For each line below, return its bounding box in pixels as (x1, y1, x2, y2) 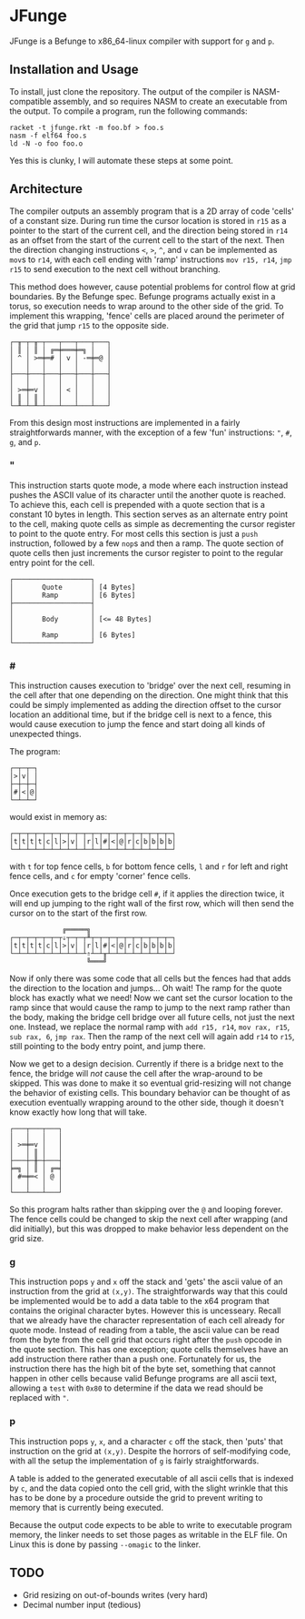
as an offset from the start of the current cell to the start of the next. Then (9, 234, 285, 246)
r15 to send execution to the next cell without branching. (9, 263, 221, 274)
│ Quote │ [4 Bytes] (9, 582, 136, 592)
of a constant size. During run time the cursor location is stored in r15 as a (9, 215, 287, 226)
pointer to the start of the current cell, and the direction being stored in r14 (9, 225, 289, 236)
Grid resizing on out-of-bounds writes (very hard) (22, 1589, 209, 1600)
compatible (9, 96, 52, 106)
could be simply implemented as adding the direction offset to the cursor (9, 700, 282, 711)
